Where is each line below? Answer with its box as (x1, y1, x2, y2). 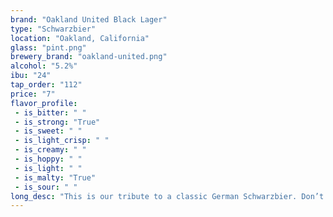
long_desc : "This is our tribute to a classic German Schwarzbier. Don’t (10, 191, 325, 201)
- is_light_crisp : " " (14, 136, 110, 146)
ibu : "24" (10, 71, 52, 81)
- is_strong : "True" (14, 117, 101, 127)
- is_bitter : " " (14, 107, 87, 118)
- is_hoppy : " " (14, 154, 83, 164)
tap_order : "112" (10, 80, 83, 90)
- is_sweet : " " (14, 126, 83, 136)
